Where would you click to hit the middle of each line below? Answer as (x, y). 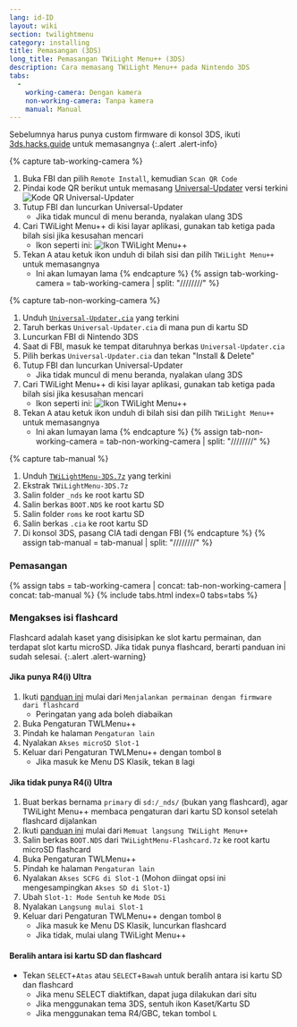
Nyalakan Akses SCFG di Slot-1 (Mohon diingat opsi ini (124, 878)
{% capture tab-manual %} (59, 459)
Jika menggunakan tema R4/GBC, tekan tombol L (126, 1014)
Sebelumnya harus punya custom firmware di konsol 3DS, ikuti (125, 134)
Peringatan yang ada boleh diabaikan (104, 714)
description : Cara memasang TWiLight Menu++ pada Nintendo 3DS (130, 68)
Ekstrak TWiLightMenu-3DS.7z (75, 486)
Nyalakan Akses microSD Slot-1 (81, 743)
